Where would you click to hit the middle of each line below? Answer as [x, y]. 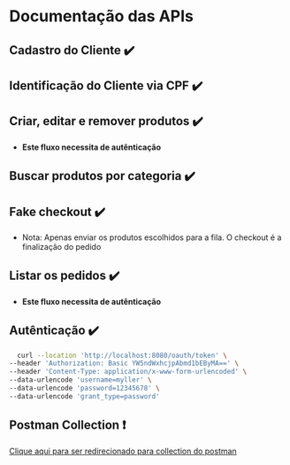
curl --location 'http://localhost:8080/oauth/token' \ [122, 355]
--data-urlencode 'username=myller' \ [80, 380]
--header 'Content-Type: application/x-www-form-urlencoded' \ [128, 372]
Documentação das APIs [102, 16]
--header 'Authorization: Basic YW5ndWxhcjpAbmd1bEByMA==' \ [124, 364]
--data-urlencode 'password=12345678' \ [85, 388]
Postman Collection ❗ [68, 426]
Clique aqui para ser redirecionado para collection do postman [123, 451]
